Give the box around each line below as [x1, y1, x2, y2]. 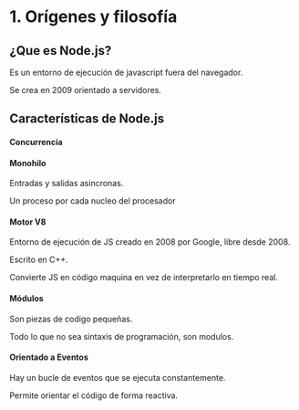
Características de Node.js [9, 111, 165, 127]
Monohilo [9, 157, 46, 168]
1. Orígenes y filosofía [9, 6, 178, 27]
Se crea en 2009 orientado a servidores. [9, 85, 162, 95]
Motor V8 [9, 216, 46, 227]
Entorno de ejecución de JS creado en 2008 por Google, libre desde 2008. [9, 237, 291, 247]
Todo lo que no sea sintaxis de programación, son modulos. [9, 331, 234, 342]
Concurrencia [9, 136, 63, 147]
